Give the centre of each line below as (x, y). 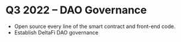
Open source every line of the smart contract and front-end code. (95, 26)
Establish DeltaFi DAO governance (56, 32)
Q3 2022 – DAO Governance (76, 10)
